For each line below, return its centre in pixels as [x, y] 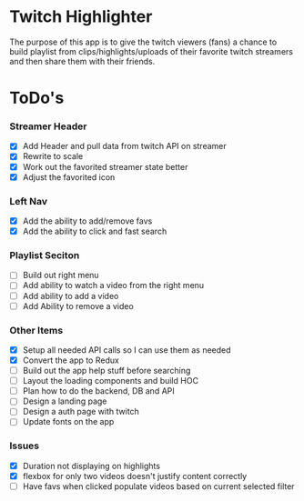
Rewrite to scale [53, 156]
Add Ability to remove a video [78, 306]
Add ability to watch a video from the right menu [113, 286]
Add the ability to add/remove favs [87, 221]
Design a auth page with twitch [81, 412]
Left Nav [29, 201]
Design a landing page [65, 401]
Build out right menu [61, 276]
